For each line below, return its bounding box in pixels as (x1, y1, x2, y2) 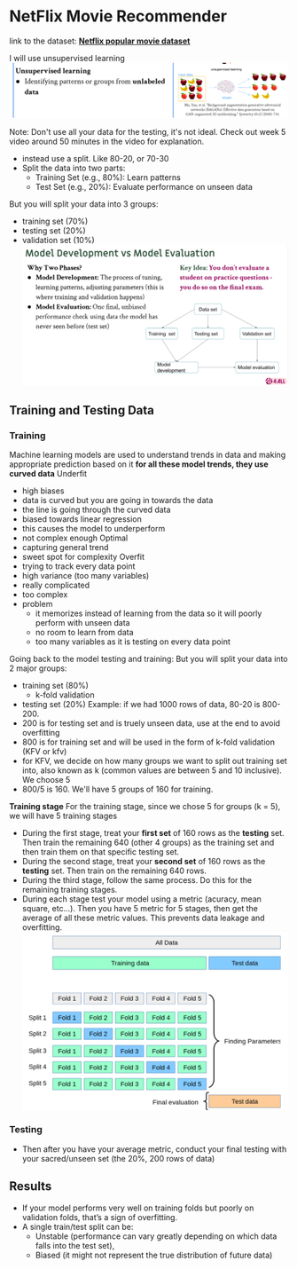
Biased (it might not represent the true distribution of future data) (35, 1249, 273, 1260)
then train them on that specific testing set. (21, 847, 180, 857)
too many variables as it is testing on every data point (35, 636, 231, 647)
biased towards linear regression (21, 514, 142, 524)
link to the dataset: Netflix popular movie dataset (9, 35, 191, 46)
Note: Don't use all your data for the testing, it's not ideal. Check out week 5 (9, 126, 286, 137)
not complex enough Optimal (21, 532, 129, 543)
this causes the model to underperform (21, 524, 166, 534)
